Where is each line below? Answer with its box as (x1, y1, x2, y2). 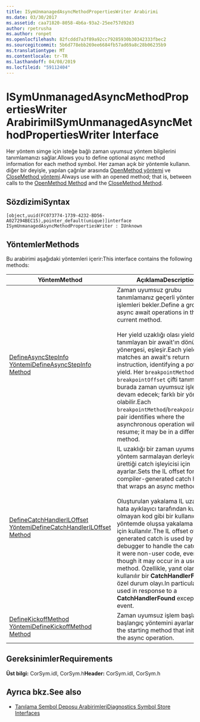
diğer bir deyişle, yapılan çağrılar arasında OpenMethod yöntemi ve (6, 167, 171, 174)
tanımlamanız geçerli (117, 293, 175, 302)
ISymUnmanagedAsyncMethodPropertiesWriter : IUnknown (6, 223, 143, 229)
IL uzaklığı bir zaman (117, 444, 174, 453)
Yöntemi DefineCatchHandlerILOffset (9, 523, 111, 531)
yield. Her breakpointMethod (117, 368, 195, 376)
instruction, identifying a (117, 360, 185, 368)
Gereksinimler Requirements (6, 654, 113, 664)
